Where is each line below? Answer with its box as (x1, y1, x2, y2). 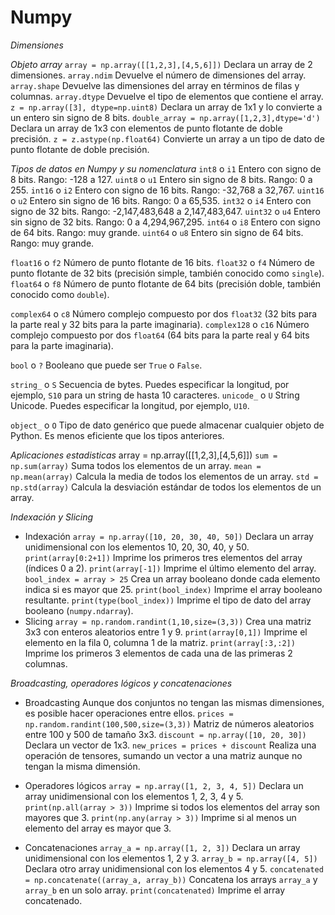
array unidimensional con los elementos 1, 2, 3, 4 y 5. (24, 790, 244, 802)
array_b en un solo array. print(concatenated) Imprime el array (24, 884, 286, 896)
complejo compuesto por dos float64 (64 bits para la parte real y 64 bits (10, 329, 310, 341)
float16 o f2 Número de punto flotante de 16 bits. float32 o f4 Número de (10, 256, 315, 268)
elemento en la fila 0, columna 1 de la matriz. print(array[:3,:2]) (24, 636, 296, 648)
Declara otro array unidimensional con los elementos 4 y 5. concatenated (24, 862, 324, 875)
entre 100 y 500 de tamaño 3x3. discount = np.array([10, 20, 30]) (24, 728, 307, 740)
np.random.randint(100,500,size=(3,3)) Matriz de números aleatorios (24, 717, 315, 730)
